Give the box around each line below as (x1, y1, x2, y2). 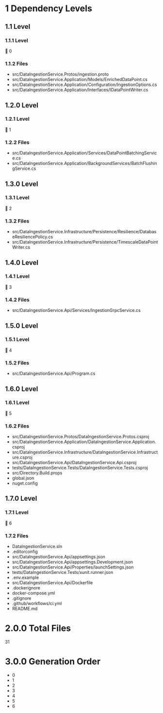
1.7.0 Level (5, 494, 37, 503)
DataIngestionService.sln (12, 544, 63, 550)
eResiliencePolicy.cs (12, 234, 53, 240)
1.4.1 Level (5, 273, 30, 280)
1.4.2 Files (5, 296, 30, 303)
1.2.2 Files (5, 139, 30, 145)
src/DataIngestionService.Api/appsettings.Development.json (12, 559, 133, 565)
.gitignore (12, 595, 32, 601)
